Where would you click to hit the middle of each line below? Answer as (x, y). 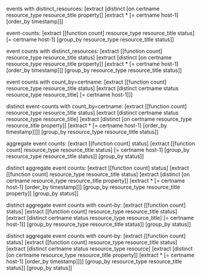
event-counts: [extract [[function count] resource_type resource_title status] (100, 33)
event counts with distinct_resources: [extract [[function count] (84, 51)
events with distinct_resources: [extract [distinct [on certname (83, 9)
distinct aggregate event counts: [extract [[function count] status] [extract (97, 168)
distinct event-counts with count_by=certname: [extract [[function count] (97, 106)
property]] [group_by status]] (43, 193)
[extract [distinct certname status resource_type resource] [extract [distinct (100, 248)
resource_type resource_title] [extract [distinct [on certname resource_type (99, 119)
